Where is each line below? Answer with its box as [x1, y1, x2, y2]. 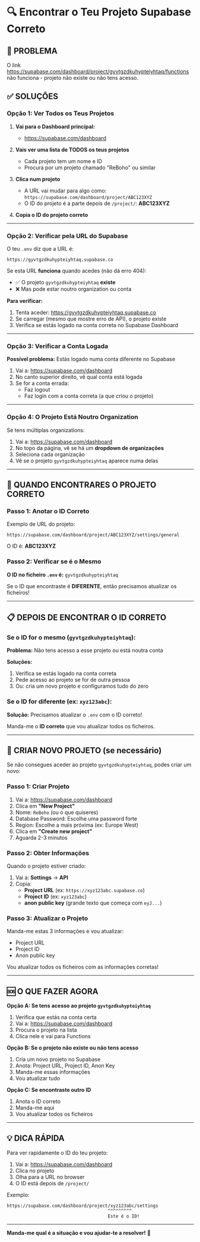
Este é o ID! [107, 1213, 140, 1219]
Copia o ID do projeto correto [15, 211, 88, 218]
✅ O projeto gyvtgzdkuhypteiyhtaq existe [15, 278, 116, 285]
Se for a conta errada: [15, 380, 69, 387]
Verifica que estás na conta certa [15, 1014, 97, 1021]
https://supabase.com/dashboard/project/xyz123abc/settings [7, 1203, 159, 1209]
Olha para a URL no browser [15, 1173, 85, 1181]
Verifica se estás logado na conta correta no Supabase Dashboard [15, 321, 179, 328]
